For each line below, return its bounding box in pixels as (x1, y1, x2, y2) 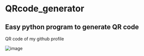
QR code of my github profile (5, 36, 64, 42)
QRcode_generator (5, 3, 85, 14)
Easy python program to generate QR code (5, 23, 140, 31)
